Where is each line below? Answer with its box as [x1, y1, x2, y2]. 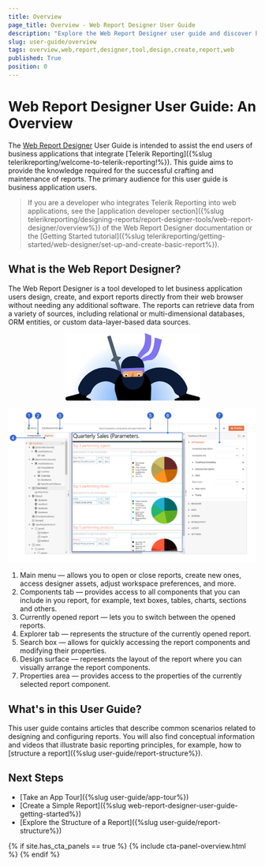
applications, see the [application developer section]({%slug [27, 206, 225, 216]
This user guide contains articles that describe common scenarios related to [8, 723, 256, 733]
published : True [8, 54, 62, 62]
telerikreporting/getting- [147, 231, 226, 241]
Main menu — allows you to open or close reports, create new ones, [19, 571, 242, 580]
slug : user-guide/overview [8, 38, 97, 46]
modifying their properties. [19, 646, 107, 655]
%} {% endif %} [8, 849, 61, 859]
